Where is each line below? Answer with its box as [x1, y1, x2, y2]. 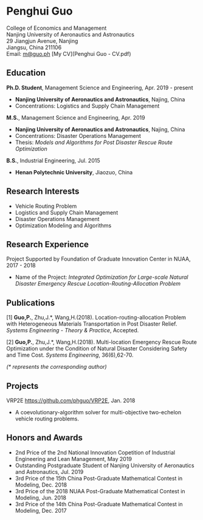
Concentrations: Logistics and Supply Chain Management [15, 102, 160, 109]
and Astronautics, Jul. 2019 [15, 468, 84, 475]
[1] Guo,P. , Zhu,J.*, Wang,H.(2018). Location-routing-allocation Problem [6, 314, 187, 321]
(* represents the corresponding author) [6, 363, 108, 371]
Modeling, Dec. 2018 [15, 481, 67, 488]
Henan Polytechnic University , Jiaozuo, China [15, 168, 133, 176]
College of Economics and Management [6, 24, 107, 32]
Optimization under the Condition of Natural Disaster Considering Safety [6, 345, 187, 352]
